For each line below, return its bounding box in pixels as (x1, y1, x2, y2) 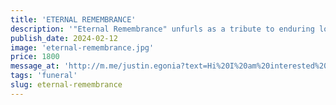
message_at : (10, 61, 60, 71)
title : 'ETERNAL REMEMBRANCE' (10, 14, 137, 25)
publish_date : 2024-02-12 (10, 33, 118, 43)
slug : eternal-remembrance (10, 80, 123, 90)
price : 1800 (10, 52, 60, 62)
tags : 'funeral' (10, 71, 78, 81)
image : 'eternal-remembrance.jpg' (10, 42, 155, 53)
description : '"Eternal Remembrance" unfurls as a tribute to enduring (10, 24, 315, 34)
